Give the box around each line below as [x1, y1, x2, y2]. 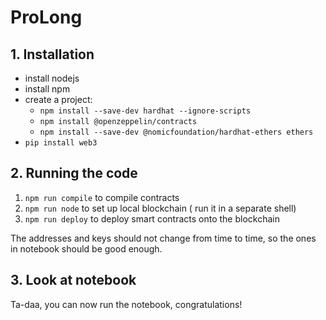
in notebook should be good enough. [10, 242, 163, 255]
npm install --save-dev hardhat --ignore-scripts [39, 106, 252, 116]
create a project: [24, 94, 93, 105]
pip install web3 [24, 138, 98, 148]
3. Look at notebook [10, 272, 137, 289]
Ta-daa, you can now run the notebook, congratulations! [10, 298, 243, 310]
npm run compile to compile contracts [24, 191, 180, 203]
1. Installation [10, 46, 95, 63]
